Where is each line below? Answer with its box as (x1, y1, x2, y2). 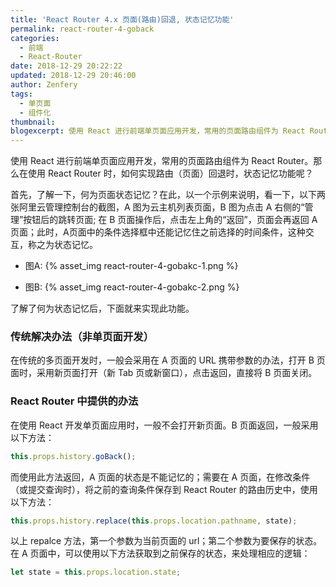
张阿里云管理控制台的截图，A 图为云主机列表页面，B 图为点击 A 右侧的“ (10, 201, 305, 213)
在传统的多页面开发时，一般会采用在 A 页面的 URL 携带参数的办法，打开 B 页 (10, 354, 326, 366)
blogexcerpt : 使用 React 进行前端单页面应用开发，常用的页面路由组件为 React (10, 126, 306, 136)
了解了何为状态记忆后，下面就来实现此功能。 (10, 302, 195, 315)
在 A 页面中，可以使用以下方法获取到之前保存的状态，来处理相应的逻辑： (10, 547, 311, 560)
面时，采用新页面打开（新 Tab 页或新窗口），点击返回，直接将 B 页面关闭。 (10, 367, 318, 379)
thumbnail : (10, 117, 56, 127)
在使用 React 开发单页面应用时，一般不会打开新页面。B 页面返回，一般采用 (10, 419, 319, 431)
